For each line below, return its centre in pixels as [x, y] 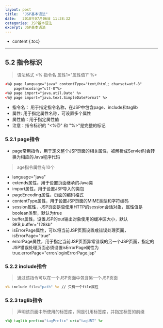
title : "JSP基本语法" [26, 14]
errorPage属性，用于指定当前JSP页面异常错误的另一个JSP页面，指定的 [83, 241]
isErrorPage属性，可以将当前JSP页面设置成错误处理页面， [70, 230]
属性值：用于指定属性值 [35, 120]
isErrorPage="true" [31, 235]
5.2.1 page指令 [22, 140]
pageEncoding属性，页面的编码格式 [48, 195]
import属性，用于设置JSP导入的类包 [48, 188]
